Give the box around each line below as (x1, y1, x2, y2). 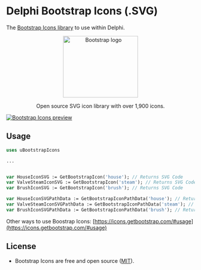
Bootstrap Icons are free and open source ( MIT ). (14, 257, 135, 264)
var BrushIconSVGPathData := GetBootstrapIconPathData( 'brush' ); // (6, 207, 181, 213)
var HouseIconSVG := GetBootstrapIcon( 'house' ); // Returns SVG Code (6, 174, 184, 180)
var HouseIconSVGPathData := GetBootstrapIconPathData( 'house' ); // (6, 196, 181, 202)
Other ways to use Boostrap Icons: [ (6, 217, 95, 225)
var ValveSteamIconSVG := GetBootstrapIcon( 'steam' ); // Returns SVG (6, 179, 184, 186)
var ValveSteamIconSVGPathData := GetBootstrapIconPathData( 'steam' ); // (6, 201, 194, 207)
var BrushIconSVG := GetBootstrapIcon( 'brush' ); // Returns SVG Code (6, 185, 184, 191)
